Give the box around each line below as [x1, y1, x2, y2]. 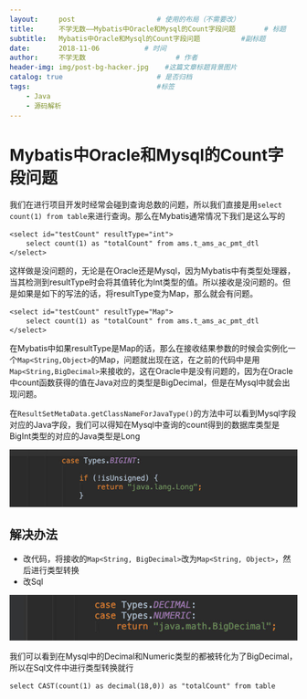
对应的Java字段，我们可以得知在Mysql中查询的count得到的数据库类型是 [9, 420, 281, 431]
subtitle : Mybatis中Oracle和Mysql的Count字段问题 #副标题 [9, 34, 267, 43]
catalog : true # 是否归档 [9, 73, 193, 82]
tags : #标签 [9, 82, 175, 91]
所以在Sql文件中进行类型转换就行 [9, 662, 134, 673]
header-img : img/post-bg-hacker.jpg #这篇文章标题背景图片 [9, 63, 238, 72]
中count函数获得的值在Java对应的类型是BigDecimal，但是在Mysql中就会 [9, 377, 283, 388]
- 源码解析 [26, 101, 62, 110]
